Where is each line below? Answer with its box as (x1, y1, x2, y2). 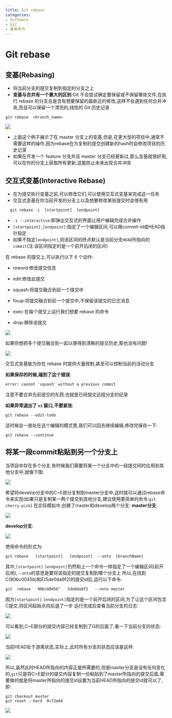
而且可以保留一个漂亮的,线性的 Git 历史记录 (18, 104, 110, 111)
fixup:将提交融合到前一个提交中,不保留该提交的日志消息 (12, 297, 130, 303)
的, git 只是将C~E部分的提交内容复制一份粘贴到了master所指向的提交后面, (5, 671, 160, 677)
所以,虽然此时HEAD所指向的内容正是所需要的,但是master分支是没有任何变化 (5, 664, 166, 670)
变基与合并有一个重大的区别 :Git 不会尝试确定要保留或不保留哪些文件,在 (12, 92, 163, 98)
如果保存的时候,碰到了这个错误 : (5, 371, 71, 378)
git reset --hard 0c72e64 (5, 698, 63, 704)
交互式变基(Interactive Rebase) (5, 176, 106, 185)
